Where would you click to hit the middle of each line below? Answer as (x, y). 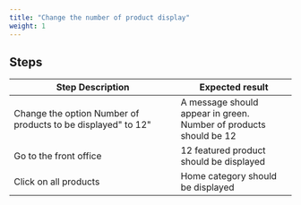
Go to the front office (58, 156)
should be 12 (208, 136)
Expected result (234, 88)
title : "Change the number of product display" (100, 17)
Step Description (93, 88)
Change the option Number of (77, 114)
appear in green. (215, 114)
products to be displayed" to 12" (83, 124)
